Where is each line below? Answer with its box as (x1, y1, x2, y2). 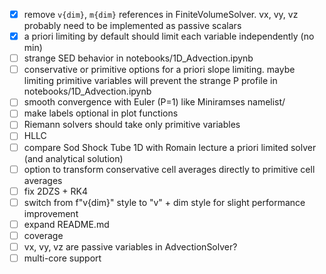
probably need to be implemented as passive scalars (23, 20, 242, 32)
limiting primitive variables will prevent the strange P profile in (23, 75, 278, 87)
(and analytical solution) (23, 152, 124, 164)
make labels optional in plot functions (23, 107, 179, 119)
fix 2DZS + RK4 (23, 185, 88, 197)
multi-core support (23, 252, 102, 264)
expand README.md (23, 218, 110, 230)
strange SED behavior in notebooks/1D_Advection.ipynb (23, 52, 254, 64)
